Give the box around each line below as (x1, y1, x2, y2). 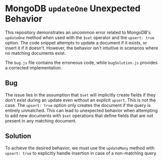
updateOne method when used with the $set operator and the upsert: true (5, 35, 155, 40)
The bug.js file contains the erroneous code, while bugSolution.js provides (5, 60, 158, 65)
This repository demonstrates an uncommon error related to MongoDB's (5, 29, 151, 35)
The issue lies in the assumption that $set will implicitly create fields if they (5, 92, 156, 98)
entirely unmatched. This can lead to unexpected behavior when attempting (5, 107, 158, 113)
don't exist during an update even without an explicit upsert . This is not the (5, 97, 156, 103)
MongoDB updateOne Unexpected (5, 3, 140, 14)
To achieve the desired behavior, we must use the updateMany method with (5, 145, 155, 151)
